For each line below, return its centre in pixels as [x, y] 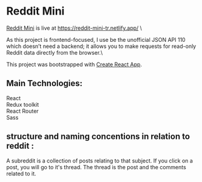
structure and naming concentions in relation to [98, 137]
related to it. [21, 174]
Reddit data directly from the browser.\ [55, 52]
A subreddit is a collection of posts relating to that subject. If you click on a [99, 160]
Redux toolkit [23, 104]
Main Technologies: [45, 83]
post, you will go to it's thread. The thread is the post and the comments [96, 167]
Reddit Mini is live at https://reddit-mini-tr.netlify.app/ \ [74, 28]
